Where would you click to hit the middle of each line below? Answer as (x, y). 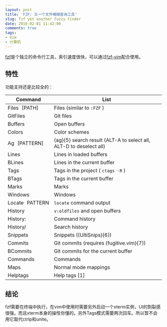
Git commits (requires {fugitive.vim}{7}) (100, 243)
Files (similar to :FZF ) (79, 108)
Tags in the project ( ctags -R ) (90, 170)
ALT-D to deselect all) (80, 146)
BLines (16, 162)
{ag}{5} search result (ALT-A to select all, (102, 140)
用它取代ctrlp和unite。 (28, 319)
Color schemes (72, 132)
